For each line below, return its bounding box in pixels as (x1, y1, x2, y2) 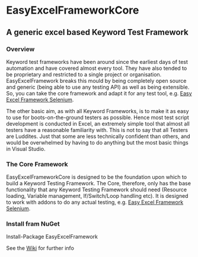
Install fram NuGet (6, 220, 60, 228)
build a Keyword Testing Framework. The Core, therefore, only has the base (6, 180, 191, 187)
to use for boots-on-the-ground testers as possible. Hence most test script (6, 114, 190, 121)
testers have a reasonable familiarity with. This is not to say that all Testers (6, 126, 189, 133)
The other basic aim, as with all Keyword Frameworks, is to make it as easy (6, 107, 189, 114)
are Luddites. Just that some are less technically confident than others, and (6, 133, 191, 140)
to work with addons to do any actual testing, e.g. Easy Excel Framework (6, 199, 184, 206)
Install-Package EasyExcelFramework (6, 233, 98, 240)
